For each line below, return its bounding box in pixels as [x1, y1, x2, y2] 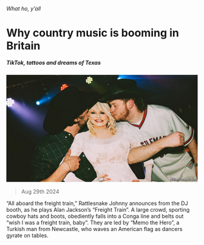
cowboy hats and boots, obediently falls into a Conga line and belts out [6, 212, 184, 220]
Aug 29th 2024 [21, 188, 59, 195]
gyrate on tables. [6, 232, 49, 239]
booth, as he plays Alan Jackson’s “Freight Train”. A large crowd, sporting [6, 206, 190, 214]
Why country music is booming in [6, 26, 179, 39]
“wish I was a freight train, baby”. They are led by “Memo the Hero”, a [6, 219, 180, 226]
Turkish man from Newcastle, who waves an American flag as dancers [6, 226, 183, 233]
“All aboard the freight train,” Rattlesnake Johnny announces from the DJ [6, 200, 188, 207]
